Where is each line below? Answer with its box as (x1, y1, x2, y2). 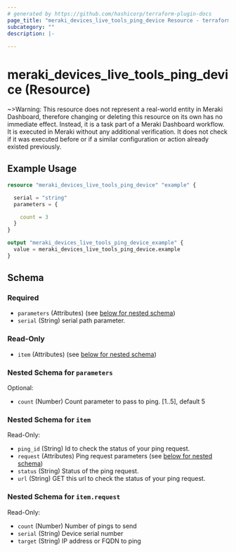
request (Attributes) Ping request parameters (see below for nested (17, 452, 213, 460)
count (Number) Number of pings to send (17, 522, 137, 530)
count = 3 (20, 213, 49, 220)
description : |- (7, 30, 55, 37)
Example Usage (7, 163, 77, 175)
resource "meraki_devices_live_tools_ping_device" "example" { (7, 181, 197, 189)
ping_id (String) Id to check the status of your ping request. (17, 444, 190, 453)
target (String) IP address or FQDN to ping (17, 537, 142, 545)
